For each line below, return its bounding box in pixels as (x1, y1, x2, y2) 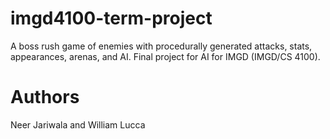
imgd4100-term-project (10, 7, 213, 30)
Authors (10, 86, 80, 109)
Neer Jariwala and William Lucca (10, 118, 146, 131)
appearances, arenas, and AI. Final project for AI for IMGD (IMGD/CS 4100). (10, 50, 321, 62)
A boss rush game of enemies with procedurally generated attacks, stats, (10, 40, 313, 52)
